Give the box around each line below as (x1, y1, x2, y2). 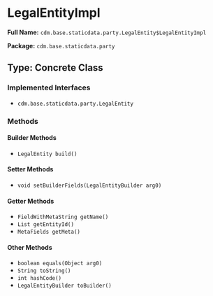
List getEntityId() (17, 221, 75, 228)
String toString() (17, 267, 71, 274)
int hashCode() (17, 275, 62, 282)
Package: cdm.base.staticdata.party (7, 41, 115, 50)
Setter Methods (7, 165, 54, 174)
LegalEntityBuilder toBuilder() (17, 282, 112, 290)
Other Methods (7, 243, 52, 251)
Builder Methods (7, 134, 57, 142)
